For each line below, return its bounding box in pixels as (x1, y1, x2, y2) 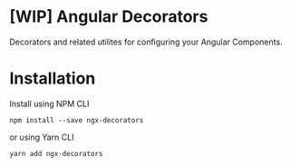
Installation (9, 68, 96, 89)
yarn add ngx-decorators (9, 149, 103, 158)
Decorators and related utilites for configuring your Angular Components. (9, 36, 283, 47)
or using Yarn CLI (9, 132, 74, 142)
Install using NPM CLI (9, 98, 90, 109)
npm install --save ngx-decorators (9, 115, 144, 124)
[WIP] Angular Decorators (9, 6, 209, 27)
